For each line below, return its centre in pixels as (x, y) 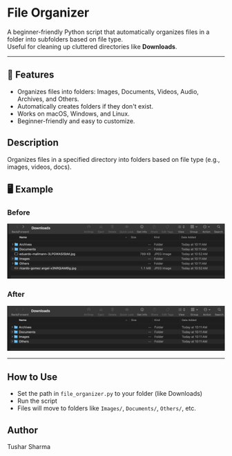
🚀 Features (31, 75)
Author (22, 430)
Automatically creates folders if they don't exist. (85, 106)
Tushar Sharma (29, 446)
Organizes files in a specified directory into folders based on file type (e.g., (114, 159)
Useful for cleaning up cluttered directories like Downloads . (92, 46)
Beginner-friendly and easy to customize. (76, 121)
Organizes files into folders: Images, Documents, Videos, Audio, (108, 91)
